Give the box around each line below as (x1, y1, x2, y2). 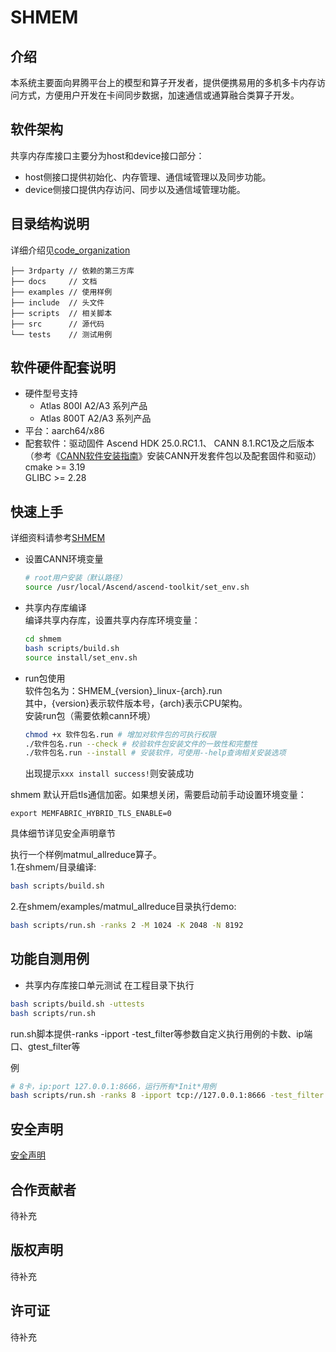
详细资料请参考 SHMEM (10, 532, 106, 544)
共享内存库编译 (24, 602, 87, 613)
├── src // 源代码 (10, 319, 105, 329)
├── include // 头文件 (10, 297, 105, 308)
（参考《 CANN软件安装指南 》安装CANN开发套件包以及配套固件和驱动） (24, 450, 322, 462)
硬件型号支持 (24, 387, 78, 400)
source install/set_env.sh (24, 652, 138, 663)
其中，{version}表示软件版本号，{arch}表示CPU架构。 (24, 697, 248, 709)
